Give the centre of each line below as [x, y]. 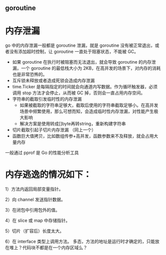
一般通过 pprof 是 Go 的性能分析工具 [42, 153]
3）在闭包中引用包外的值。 [33, 210]
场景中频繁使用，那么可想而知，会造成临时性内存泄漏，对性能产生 [87, 111]
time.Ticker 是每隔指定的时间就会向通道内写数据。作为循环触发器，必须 [85, 87]
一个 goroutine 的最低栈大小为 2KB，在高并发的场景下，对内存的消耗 [91, 68]
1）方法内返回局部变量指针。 [34, 189]
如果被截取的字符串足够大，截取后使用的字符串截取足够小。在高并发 [89, 105]
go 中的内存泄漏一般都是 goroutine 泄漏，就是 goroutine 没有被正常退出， [80, 45]
